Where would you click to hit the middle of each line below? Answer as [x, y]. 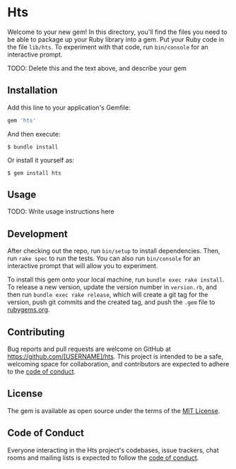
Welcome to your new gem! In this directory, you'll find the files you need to [117, 32]
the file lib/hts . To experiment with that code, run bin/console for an [108, 47]
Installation [33, 90]
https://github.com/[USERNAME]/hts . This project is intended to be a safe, [116, 357]
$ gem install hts [34, 173]
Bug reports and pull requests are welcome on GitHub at [89, 349]
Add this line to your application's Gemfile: [69, 108]
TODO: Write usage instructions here [61, 212]
